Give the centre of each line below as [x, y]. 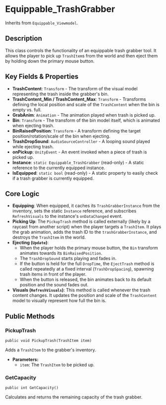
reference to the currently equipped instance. [59, 168]
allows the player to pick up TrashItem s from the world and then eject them [82, 56]
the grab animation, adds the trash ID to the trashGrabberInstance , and [84, 232]
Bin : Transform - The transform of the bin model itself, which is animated [86, 120]
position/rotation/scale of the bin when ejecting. [61, 136]
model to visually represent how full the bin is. [59, 301]
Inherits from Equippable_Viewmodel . [42, 23]
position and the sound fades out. [54, 285]
